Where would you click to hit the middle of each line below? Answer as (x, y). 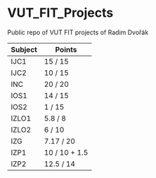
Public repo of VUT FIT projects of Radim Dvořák (78, 32)
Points (66, 49)
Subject (24, 49)
